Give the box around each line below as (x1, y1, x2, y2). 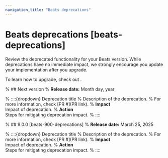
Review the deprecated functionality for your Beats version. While (5, 56, 141, 62)
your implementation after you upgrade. (5, 66, 88, 72)
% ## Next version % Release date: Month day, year (5, 86, 115, 92)
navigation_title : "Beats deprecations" (5, 7, 92, 12)
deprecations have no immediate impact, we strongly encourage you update (5, 61, 163, 67)
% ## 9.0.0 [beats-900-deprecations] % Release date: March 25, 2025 (5, 121, 154, 127)
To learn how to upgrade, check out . (5, 76, 82, 82)
